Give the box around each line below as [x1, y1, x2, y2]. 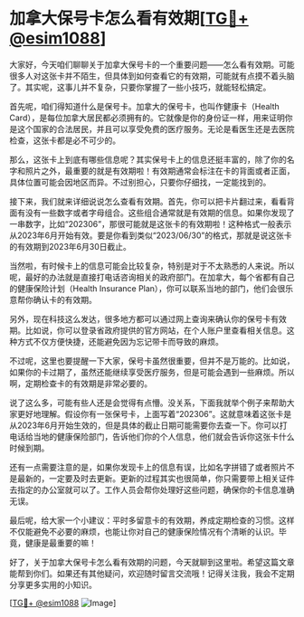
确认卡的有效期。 [33, 294, 97, 305]
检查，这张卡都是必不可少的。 [9, 135, 120, 146]
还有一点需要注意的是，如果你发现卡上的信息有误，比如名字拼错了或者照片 [9, 461, 287, 472]
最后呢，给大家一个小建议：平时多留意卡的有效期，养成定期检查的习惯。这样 [9, 515, 295, 526]
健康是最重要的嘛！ [24, 537, 97, 548]
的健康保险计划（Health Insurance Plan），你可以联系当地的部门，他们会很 [9, 282, 286, 294]
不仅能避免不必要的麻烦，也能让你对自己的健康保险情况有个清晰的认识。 [9, 526, 279, 536]
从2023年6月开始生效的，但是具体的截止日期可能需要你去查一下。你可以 [9, 420, 280, 431]
